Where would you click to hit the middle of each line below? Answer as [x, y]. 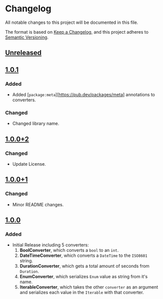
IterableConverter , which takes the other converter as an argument [89, 287]
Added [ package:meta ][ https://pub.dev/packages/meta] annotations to [83, 95]
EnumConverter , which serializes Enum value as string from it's [83, 277]
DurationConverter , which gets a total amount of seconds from [84, 266]
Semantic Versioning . [27, 37]
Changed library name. [36, 123]
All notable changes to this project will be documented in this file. [72, 22]
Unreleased [24, 53]
